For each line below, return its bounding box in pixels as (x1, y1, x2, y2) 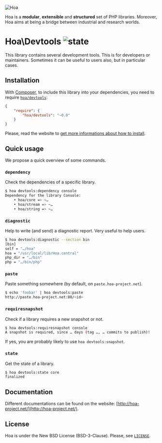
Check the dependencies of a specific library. (5, 179, 96, 185)
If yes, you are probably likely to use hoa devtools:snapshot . (5, 339, 125, 345)
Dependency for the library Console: (5, 193, 81, 198)
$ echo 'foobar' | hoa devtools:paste (5, 290, 83, 295)
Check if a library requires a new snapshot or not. (5, 316, 104, 322)
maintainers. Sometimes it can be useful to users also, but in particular (5, 57, 146, 63)
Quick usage (5, 144, 44, 153)
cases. (5, 62, 18, 68)
